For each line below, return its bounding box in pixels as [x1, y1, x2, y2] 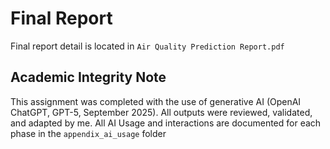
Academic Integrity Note [10, 69, 167, 86]
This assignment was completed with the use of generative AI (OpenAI [10, 95, 302, 107]
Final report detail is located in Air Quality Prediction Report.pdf [10, 40, 285, 52]
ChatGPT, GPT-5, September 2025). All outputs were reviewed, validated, [10, 106, 313, 118]
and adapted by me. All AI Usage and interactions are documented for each [10, 117, 322, 129]
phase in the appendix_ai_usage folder [10, 127, 167, 139]
